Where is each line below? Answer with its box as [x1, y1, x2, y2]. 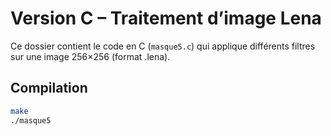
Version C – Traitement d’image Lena [10, 7, 322, 30]
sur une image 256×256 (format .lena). [10, 50, 171, 62]
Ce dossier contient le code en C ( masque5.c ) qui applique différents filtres [10, 40, 316, 52]
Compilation [10, 80, 88, 97]
